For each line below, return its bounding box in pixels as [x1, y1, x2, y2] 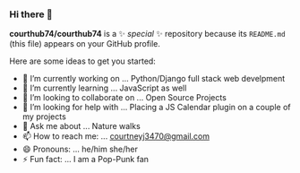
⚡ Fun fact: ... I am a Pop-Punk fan [21, 154, 150, 165]
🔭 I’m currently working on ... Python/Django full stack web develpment [21, 74, 286, 84]
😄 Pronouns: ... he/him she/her [21, 143, 139, 155]
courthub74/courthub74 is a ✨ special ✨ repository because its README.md [9, 29, 286, 39]
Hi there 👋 [9, 8, 54, 21]
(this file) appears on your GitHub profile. [9, 39, 161, 49]
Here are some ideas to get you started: [9, 56, 157, 66]
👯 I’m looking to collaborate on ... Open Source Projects [21, 92, 227, 103]
